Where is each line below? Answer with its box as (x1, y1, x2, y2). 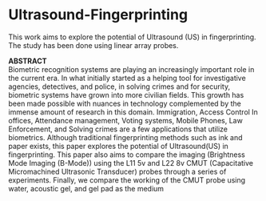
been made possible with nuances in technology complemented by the (8, 98, 241, 108)
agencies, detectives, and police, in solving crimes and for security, (8, 82, 230, 91)
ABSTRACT (8, 56, 47, 66)
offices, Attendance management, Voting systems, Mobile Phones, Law (8, 115, 244, 125)
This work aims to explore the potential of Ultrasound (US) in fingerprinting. (8, 32, 257, 42)
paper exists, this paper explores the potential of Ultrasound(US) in (8, 141, 229, 151)
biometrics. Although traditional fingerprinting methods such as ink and (8, 132, 243, 142)
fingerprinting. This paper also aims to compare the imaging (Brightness (8, 150, 245, 159)
